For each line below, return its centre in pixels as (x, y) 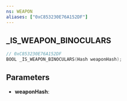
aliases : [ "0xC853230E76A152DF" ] (47, 17)
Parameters (28, 77)
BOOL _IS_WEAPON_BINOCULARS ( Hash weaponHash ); (64, 60)
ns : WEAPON (19, 11)
